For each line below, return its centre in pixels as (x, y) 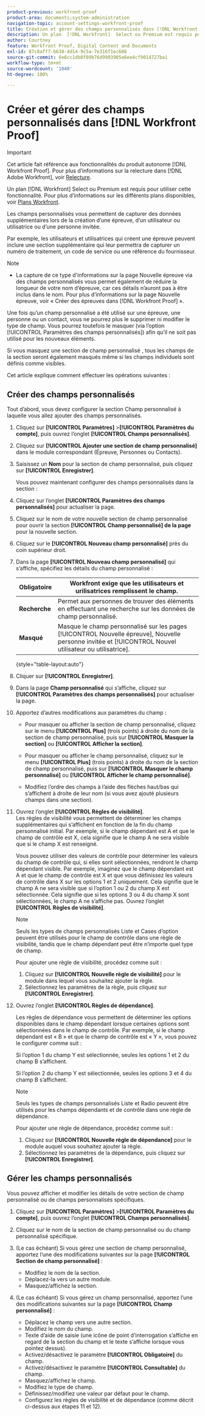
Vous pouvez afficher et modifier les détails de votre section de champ (96, 1193)
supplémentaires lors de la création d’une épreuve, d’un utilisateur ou (93, 221)
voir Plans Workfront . (33, 202)
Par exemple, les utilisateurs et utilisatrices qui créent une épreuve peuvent (101, 239)
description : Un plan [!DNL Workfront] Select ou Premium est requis (99, 35)
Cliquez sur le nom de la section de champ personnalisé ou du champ (103, 1230)
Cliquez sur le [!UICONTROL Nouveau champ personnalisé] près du (102, 543)
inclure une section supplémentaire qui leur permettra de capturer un (93, 245)
